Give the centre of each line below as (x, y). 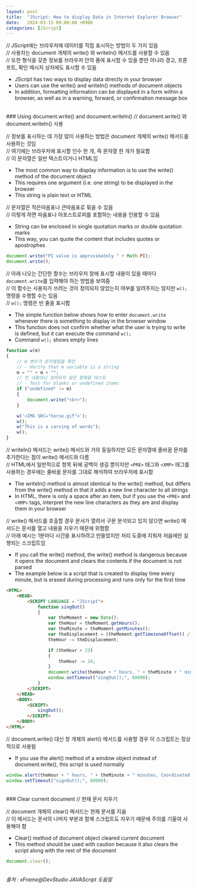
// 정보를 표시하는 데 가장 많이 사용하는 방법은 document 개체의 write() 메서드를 (97, 137)
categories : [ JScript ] (34, 28)
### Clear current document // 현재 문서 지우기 (62, 799)
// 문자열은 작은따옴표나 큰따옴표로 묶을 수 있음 (60, 207)
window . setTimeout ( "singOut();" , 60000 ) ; (99, 678)
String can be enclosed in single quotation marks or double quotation (98, 227)
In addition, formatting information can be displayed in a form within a (98, 92)
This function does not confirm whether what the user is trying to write (100, 327)
